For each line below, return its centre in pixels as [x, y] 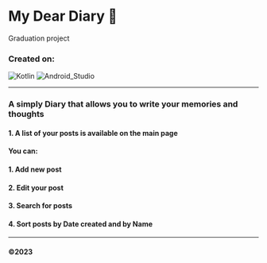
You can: [23, 151]
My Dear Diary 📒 [63, 16]
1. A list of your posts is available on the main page [93, 133]
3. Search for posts [41, 206]
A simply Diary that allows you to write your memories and [123, 104]
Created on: [32, 59]
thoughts [26, 114]
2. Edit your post [36, 188]
